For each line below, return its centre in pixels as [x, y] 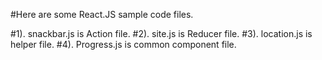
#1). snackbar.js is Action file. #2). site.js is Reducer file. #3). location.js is [161, 33]
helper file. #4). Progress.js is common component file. [123, 44]
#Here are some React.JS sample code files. [102, 14]
